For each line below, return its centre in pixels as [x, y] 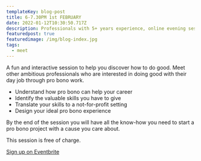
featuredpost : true [31, 34]
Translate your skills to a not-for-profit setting [71, 104]
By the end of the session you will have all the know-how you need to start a [100, 122]
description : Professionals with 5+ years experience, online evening [96, 28]
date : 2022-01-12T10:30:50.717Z [46, 23]
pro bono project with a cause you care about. [63, 128]
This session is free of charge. [44, 140]
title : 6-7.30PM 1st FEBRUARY [44, 17]
